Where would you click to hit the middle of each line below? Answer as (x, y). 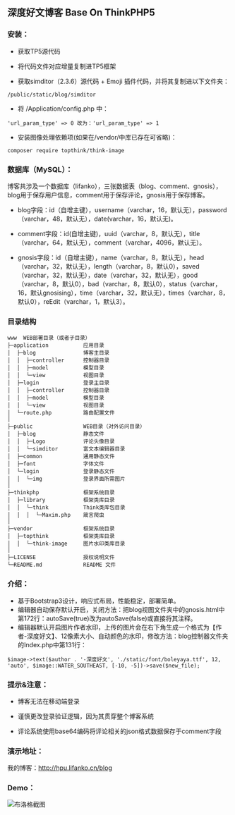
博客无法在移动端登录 (48, 701)
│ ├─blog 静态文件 (56, 434)
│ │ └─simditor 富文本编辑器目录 (66, 449)
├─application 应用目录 (56, 345)
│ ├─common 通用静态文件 (61, 457)
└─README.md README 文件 (62, 565)
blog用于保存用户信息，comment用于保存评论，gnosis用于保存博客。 (108, 195)
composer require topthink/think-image (66, 150)
